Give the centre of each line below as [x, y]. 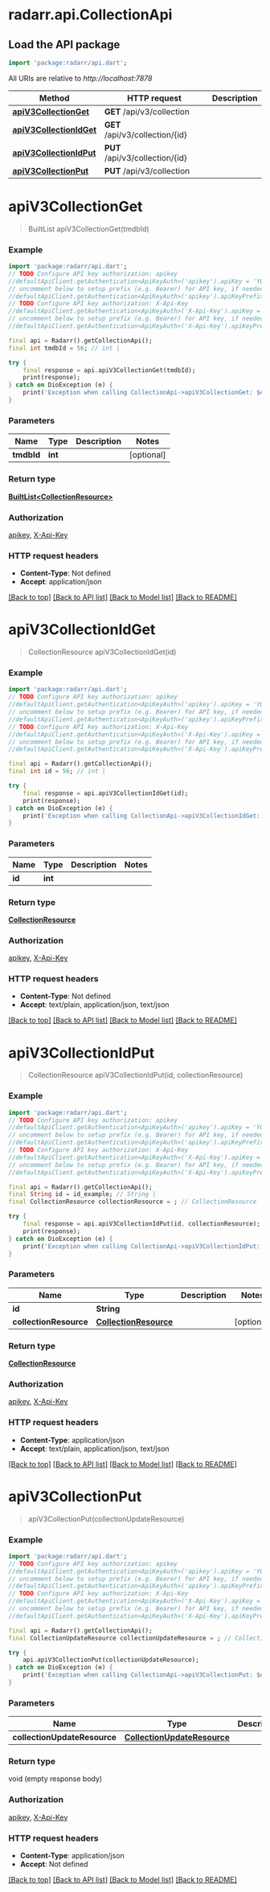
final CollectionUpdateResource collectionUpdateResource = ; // [120, 1638]
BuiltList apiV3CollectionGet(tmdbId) [89, 229]
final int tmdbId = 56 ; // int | [64, 348]
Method [54, 98]
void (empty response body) [55, 1779]
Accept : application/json [61, 582]
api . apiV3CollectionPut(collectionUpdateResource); [111, 1660]
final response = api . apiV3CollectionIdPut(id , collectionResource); [142, 1224]
